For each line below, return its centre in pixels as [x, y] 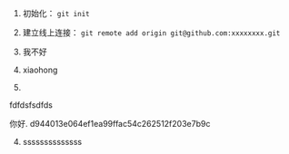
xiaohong [40, 70]
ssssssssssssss [52, 142]
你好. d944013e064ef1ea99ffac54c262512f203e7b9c [110, 124]
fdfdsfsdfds [31, 105]
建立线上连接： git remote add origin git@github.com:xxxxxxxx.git [151, 33]
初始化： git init [56, 13]
